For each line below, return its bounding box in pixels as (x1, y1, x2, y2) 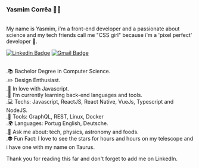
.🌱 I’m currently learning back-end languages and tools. (6, 92, 143, 99)
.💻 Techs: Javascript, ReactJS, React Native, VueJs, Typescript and (6, 98, 174, 105)
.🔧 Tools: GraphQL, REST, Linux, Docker (6, 113, 104, 120)
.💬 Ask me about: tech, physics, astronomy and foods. (6, 128, 139, 136)
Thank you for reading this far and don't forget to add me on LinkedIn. (6, 155, 178, 163)
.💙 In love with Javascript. (6, 85, 70, 92)
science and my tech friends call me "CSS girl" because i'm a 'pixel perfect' (6, 32, 192, 39)
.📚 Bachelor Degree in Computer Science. (6, 68, 111, 75)
